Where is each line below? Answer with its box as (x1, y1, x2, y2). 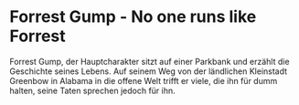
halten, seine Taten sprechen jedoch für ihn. (9, 85, 176, 96)
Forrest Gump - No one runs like (9, 6, 257, 27)
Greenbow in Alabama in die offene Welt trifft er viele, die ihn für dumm (9, 75, 278, 86)
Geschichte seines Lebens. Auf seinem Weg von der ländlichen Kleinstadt (9, 66, 288, 77)
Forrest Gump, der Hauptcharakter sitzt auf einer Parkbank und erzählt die (9, 56, 290, 67)
